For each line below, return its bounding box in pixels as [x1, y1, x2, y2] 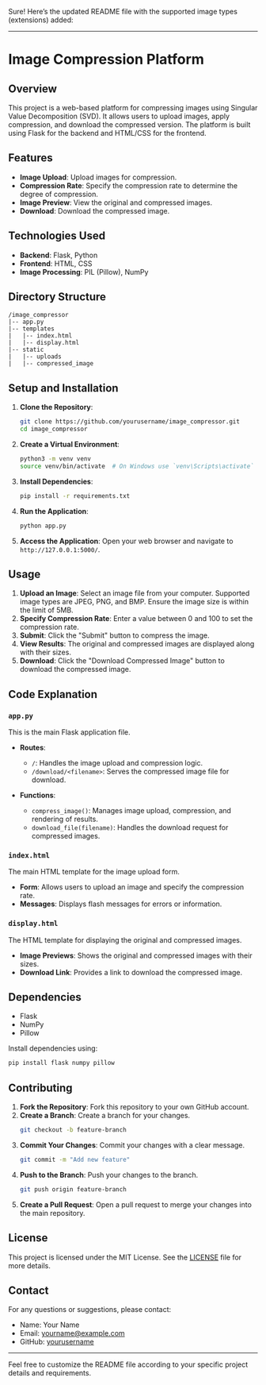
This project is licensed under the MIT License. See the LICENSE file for [8, 1252, 242, 1262]
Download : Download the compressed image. [19, 206, 170, 215]
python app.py [19, 522, 66, 530]
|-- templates [8, 325, 55, 333]
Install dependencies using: [8, 1044, 98, 1053]
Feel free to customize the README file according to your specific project [8, 1360, 249, 1369]
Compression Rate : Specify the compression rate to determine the [19, 180, 238, 190]
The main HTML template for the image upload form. [8, 867, 180, 877]
